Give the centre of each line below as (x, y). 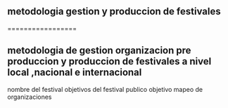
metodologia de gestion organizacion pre (99, 51)
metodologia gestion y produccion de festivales (114, 12)
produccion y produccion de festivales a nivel (109, 61)
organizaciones (30, 97)
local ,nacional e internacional (75, 73)
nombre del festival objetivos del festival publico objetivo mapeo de (105, 89)
